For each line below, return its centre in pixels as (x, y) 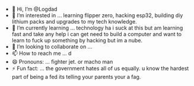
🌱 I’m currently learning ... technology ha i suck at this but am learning (97, 28)
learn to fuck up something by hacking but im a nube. (77, 40)
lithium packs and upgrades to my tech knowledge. (74, 21)
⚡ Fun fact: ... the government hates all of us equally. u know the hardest (100, 68)
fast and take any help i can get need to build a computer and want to (97, 34)
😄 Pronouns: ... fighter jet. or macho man (62, 62)
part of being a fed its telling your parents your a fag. (76, 77)
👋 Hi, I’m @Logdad (34, 9)
